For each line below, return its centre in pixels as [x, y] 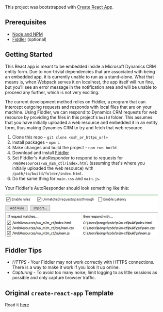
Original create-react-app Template [59, 293]
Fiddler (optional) [29, 39]
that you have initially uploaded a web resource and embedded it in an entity [81, 122]
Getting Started [29, 55]
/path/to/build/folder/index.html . [48, 173]
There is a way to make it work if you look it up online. [66, 267]
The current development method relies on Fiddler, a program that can [75, 101]
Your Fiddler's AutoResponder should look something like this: [67, 188]
